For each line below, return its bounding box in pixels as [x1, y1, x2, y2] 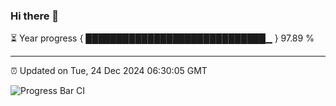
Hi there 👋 [10, 9, 60, 23]
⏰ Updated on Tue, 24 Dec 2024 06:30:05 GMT [10, 65, 208, 77]
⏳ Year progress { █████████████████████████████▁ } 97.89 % [10, 32, 315, 44]
